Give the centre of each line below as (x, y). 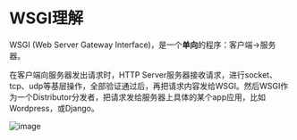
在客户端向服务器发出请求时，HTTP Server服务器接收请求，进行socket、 (143, 74)
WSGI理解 (47, 18)
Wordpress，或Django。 (55, 108)
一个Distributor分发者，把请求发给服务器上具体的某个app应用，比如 (141, 97)
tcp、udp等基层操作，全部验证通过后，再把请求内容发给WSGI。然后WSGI (145, 86)
